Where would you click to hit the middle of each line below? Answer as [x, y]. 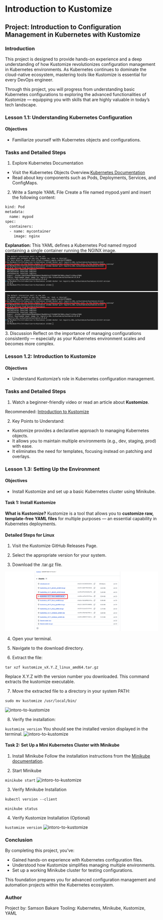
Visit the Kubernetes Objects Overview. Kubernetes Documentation [79, 173]
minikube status [21, 809]
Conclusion [19, 840]
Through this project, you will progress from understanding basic [70, 89]
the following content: [34, 197]
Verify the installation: [34, 719]
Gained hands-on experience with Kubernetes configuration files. [77, 860]
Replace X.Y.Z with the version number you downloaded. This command [77, 676]
